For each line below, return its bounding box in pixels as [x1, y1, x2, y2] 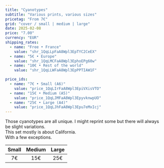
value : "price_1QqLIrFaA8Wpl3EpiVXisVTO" [14, 86, 101, 91]
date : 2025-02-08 [5, 26, 41, 31]
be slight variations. [5, 123, 46, 130]
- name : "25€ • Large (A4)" [9, 100, 68, 105]
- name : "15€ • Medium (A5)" [9, 90, 70, 95]
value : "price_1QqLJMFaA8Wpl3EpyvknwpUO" [14, 95, 101, 100]
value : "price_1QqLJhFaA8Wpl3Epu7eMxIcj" [14, 104, 101, 110]
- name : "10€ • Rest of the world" [9, 63, 84, 68]
